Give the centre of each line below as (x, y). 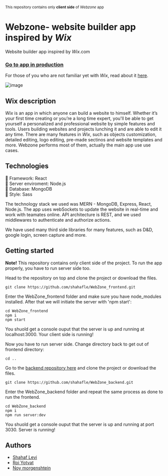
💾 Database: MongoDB (29, 189)
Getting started (30, 251)
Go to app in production (34, 64)
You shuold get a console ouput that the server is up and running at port (80, 424)
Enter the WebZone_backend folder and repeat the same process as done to (84, 392)
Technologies (27, 166)
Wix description (31, 101)
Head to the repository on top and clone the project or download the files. (81, 278)
